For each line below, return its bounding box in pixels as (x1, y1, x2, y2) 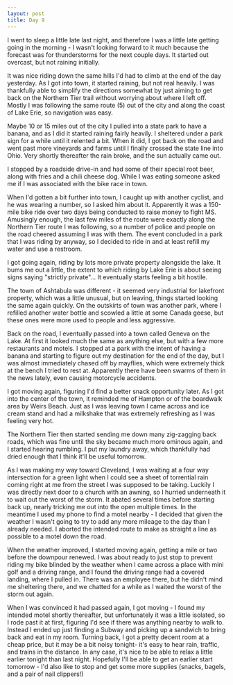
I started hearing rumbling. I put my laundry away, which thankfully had (7, 445, 210, 453)
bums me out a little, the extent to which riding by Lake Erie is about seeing (7, 265, 222, 274)
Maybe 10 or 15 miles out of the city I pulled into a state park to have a (7, 122, 207, 130)
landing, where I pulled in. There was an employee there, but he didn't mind (7, 575, 223, 584)
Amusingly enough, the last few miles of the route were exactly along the (7, 215, 216, 223)
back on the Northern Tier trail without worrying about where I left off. (7, 93, 207, 101)
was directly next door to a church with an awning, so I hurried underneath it (7, 488, 226, 496)
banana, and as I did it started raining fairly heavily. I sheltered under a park (7, 129, 223, 138)
